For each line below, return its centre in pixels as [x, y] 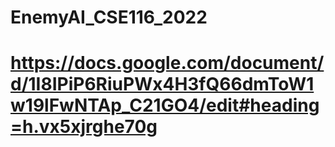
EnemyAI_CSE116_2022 [109, 17]
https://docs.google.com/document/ [167, 63]
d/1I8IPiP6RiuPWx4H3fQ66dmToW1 [162, 84]
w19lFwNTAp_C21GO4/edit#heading [165, 105]
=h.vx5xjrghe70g [84, 127]
